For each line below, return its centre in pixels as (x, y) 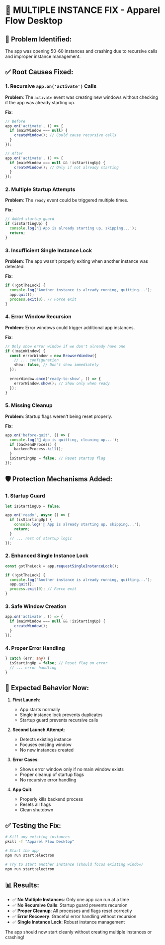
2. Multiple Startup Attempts (40, 189)
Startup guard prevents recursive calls (59, 720)
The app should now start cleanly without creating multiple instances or (79, 932)
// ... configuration (36, 360)
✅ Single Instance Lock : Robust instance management (69, 922)
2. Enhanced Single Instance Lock (47, 556)
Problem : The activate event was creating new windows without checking (82, 97)
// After (14, 153)
